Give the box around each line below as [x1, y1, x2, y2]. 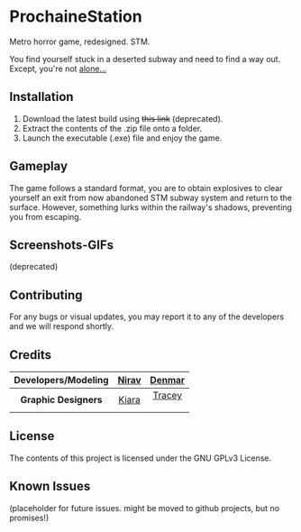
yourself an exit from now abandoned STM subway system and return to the [9, 192, 293, 203]
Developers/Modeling [14, 374, 110, 386]
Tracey [152, 390, 183, 401]
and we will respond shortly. [9, 321, 114, 332]
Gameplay [9, 159, 68, 174]
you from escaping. [9, 211, 82, 222]
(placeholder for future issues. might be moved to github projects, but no [9, 502, 280, 513]
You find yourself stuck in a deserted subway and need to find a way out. [9, 53, 281, 64]
